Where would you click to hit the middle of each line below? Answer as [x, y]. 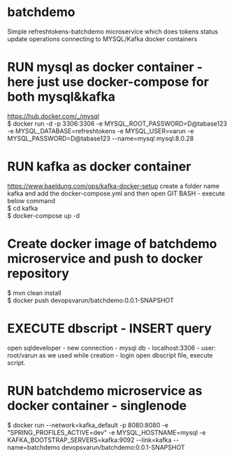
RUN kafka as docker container [99, 167]
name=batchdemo [34, 447]
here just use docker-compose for [108, 82]
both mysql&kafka [61, 97]
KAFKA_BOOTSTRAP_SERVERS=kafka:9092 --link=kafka [90, 440]
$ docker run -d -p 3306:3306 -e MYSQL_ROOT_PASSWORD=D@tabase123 [117, 124]
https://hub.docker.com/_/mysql [53, 116]
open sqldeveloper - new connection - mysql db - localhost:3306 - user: [112, 348]
